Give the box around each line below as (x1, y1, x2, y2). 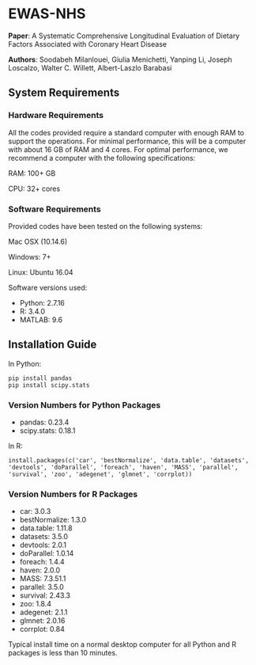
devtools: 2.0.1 (19, 540, 67, 550)
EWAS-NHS (8, 5, 86, 23)
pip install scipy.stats (8, 381, 90, 389)
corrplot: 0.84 (19, 625, 65, 634)
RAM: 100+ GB (8, 168, 56, 178)
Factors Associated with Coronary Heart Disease (8, 39, 168, 48)
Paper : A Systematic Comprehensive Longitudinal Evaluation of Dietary (8, 31, 240, 40)
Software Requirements (8, 203, 101, 215)
